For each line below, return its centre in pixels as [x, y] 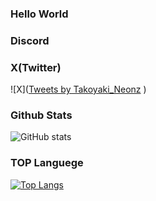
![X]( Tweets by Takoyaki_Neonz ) [78, 89]
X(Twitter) [36, 67]
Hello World [39, 14]
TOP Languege [47, 163]
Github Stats [41, 115]
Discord [30, 40]
